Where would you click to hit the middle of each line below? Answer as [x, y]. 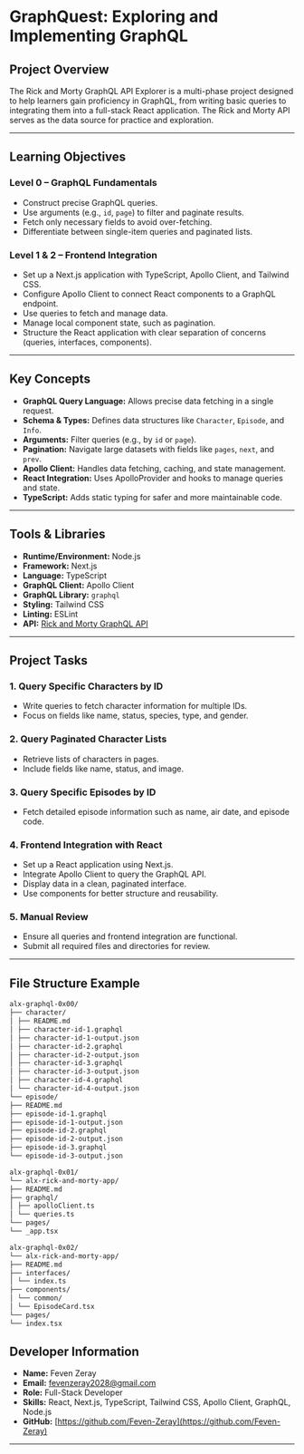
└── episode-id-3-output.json [66, 1156]
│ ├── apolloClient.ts [52, 1206]
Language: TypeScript [64, 575]
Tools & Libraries [57, 534]
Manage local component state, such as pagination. [119, 323]
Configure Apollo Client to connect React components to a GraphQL [149, 294]
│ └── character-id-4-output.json [75, 1089]
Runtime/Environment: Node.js [81, 556]
